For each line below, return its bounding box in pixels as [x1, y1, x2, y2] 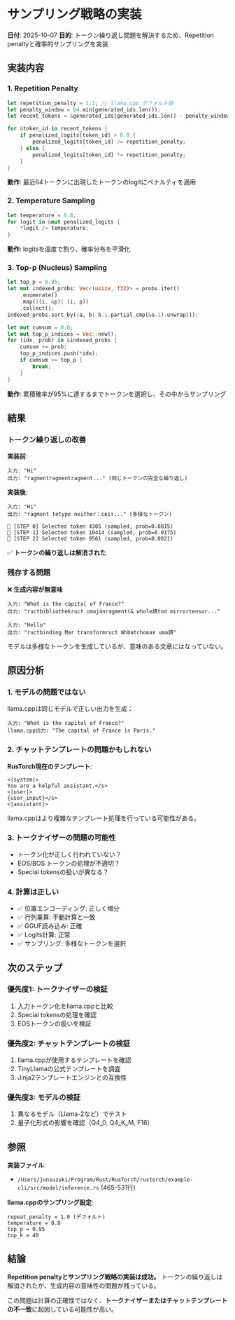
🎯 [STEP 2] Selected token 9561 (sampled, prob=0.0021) [7, 536, 173, 543]
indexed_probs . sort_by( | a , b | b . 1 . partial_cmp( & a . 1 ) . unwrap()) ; [7, 311, 199, 318]
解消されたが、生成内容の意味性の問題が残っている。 [7, 1281, 161, 1290]
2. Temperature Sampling [7, 196, 96, 205]
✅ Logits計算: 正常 [17, 930, 71, 939]
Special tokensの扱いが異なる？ [17, 867, 110, 876]
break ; [32, 362, 52, 370]
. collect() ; [20, 304, 55, 312]
